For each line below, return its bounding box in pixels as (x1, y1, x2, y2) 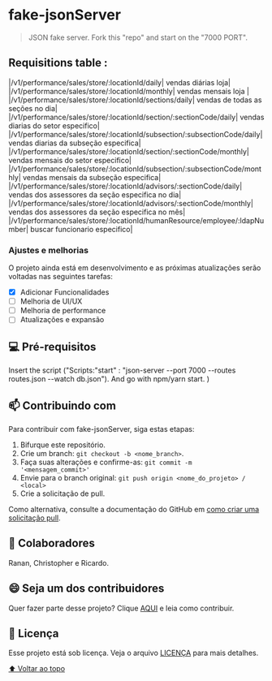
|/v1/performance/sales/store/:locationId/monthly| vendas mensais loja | (8, 86, 250, 96)
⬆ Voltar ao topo (8, 664, 66, 674)
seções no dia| (8, 103, 58, 113)
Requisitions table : (8, 56, 108, 70)
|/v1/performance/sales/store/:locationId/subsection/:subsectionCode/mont (8, 164, 262, 174)
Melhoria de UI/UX (19, 296, 83, 306)
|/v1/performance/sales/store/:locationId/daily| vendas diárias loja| (8, 77, 231, 87)
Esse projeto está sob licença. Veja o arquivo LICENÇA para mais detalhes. (8, 648, 259, 658)
